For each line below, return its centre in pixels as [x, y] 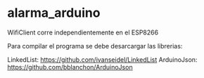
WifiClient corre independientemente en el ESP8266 [83, 32]
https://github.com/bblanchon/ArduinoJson [70, 67]
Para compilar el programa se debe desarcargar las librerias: [95, 46]
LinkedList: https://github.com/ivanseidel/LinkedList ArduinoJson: [102, 59]
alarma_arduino [54, 13]
